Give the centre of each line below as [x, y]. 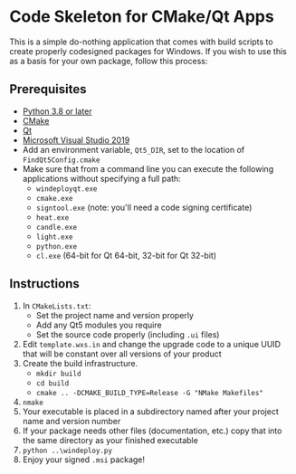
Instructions [44, 284]
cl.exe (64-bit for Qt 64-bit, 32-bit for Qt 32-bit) [126, 255]
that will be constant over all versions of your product [122, 354]
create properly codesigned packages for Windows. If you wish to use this [148, 51]
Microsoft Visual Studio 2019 [76, 140]
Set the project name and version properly [115, 315]
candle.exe [57, 227]
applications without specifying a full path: [101, 178]
